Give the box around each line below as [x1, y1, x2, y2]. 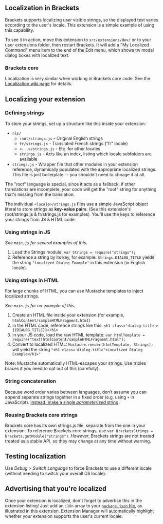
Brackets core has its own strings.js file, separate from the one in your [5, 422, 145, 428]
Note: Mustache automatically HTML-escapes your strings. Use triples [5, 360, 146, 366]
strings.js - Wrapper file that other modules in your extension [12, 161, 138, 167]
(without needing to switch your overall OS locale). [5, 470, 107, 476]
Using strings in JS [5, 229, 51, 235]
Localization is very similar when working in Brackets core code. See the [5, 76, 151, 82]
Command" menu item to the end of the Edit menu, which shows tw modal [5, 47, 154, 53]
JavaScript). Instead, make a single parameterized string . [5, 399, 120, 405]
